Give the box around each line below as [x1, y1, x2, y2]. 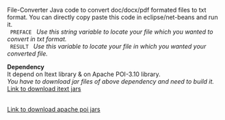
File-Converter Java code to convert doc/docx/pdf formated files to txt [7, 6, 207, 14]
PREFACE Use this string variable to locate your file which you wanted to [10, 27, 213, 36]
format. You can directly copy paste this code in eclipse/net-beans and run [7, 13, 218, 21]
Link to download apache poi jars [7, 106, 101, 113]
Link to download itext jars [7, 85, 81, 93]
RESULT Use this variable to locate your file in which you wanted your [10, 43, 207, 50]
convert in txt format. [7, 35, 67, 43]
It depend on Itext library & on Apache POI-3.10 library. [7, 70, 161, 78]
